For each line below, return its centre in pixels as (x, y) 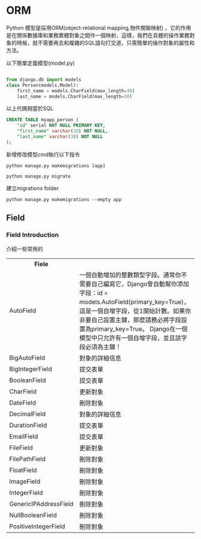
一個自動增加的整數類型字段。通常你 (130, 275)
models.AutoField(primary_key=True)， (135, 302)
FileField (21, 447)
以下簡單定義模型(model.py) (41, 63)
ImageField (25, 481)
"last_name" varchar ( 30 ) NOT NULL (60, 137)
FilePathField (28, 459)
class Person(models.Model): (42, 85)
